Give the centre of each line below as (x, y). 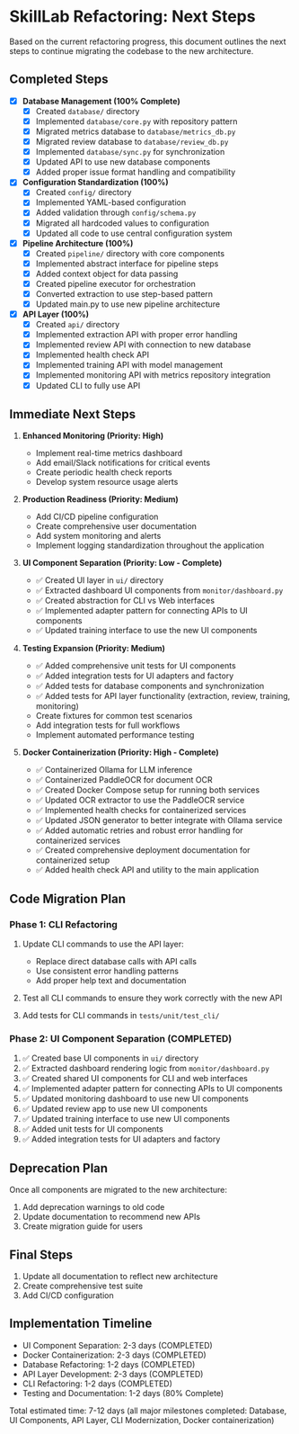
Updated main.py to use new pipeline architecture (128, 304)
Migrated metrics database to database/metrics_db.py (136, 131)
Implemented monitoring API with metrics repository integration (153, 375)
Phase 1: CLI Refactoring (64, 924)
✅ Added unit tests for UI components (92, 1129)
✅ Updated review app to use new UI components (115, 1109)
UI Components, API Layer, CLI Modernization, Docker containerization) (142, 1420)
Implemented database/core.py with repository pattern (136, 121)
